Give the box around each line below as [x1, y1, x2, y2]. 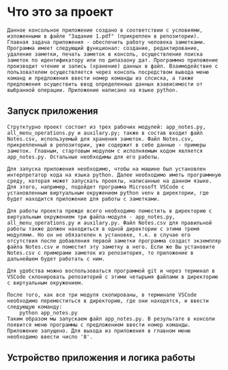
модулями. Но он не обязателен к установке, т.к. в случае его [7, 231, 191, 238]
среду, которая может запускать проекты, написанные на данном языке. [7, 177, 212, 184]
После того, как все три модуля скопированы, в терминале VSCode [7, 291, 197, 298]
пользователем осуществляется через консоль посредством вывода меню [7, 69, 210, 75]
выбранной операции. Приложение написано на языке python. [7, 86, 179, 93]
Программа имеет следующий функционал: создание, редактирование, [7, 45, 200, 51]
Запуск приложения [7, 106, 98, 117]
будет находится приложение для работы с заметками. [7, 195, 160, 202]
